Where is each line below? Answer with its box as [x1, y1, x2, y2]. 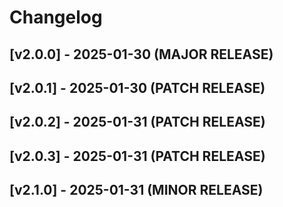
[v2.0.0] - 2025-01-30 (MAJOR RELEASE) [9, 46, 274, 63]
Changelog [9, 6, 103, 29]
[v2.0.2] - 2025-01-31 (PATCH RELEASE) [9, 114, 266, 131]
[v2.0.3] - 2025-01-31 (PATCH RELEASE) [9, 147, 266, 165]
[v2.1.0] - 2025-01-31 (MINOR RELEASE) [9, 182, 264, 199]
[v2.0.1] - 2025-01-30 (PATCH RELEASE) [9, 79, 266, 96]
